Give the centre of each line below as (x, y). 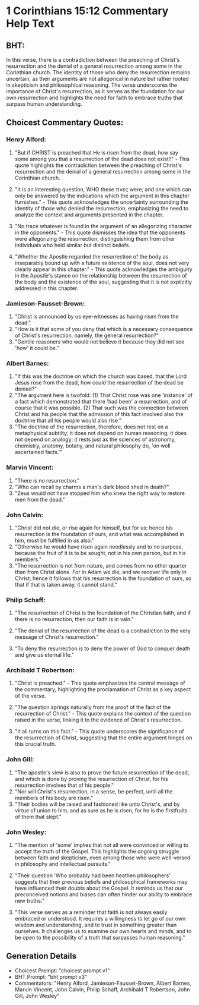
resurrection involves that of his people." (64, 785)
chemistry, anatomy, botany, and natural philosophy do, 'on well (92, 446)
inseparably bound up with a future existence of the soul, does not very (102, 263)
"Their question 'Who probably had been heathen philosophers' (92, 875)
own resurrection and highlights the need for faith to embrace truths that (94, 97)
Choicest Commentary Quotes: (65, 123)
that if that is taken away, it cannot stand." (66, 584)
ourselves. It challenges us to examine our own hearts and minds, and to (103, 931)
